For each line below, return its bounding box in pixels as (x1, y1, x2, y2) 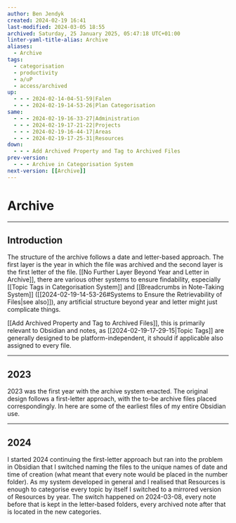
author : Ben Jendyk (7, 10, 65, 18)
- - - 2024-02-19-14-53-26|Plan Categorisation (13, 102, 156, 109)
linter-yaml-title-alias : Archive (7, 37, 109, 44)
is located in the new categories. (7, 508, 102, 516)
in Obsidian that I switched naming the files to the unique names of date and (7, 462, 228, 471)
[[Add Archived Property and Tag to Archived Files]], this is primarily (7, 319, 205, 327)
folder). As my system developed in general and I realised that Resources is (7, 478, 226, 486)
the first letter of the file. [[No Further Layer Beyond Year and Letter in (7, 268, 209, 277)
